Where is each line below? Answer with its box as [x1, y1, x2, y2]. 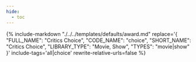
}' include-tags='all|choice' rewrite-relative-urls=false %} [6, 49, 146, 56]
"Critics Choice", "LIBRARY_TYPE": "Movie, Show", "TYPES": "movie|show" [6, 43, 190, 50]
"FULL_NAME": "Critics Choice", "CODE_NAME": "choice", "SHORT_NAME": [6, 37, 191, 44]
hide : [6, 8, 19, 15]
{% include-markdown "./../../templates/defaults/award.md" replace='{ [6, 30, 178, 37]
